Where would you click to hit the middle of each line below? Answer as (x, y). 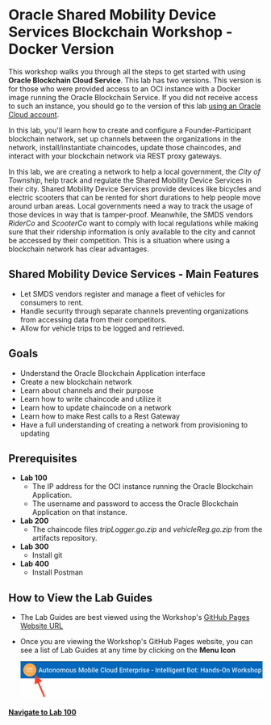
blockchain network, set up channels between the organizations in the (125, 138)
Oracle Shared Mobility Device (112, 15)
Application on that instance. (79, 512)
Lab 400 (35, 564)
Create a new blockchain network (76, 381)
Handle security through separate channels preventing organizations (134, 311)
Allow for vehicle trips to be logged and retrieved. (102, 328)
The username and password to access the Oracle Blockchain (135, 504)
